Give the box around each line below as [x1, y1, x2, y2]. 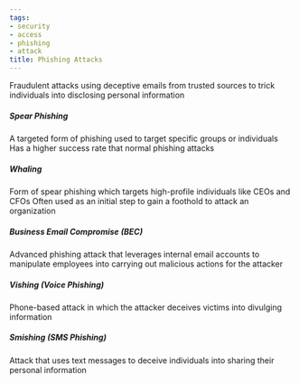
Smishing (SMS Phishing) [9, 332, 107, 343]
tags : [9, 13, 30, 23]
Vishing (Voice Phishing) [9, 279, 105, 290]
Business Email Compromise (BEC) [9, 226, 143, 237]
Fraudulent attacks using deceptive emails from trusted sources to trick [9, 80, 276, 90]
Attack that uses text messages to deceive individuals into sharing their [9, 354, 275, 366]
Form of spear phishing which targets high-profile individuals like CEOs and [9, 186, 291, 197]
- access [9, 30, 42, 39]
